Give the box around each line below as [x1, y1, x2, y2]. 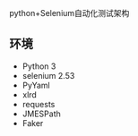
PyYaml [22, 80, 51, 90]
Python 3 [22, 61, 56, 72]
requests [22, 98, 56, 109]
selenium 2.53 [22, 70, 75, 81]
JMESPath [22, 108, 61, 119]
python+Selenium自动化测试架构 [9, 8, 130, 18]
